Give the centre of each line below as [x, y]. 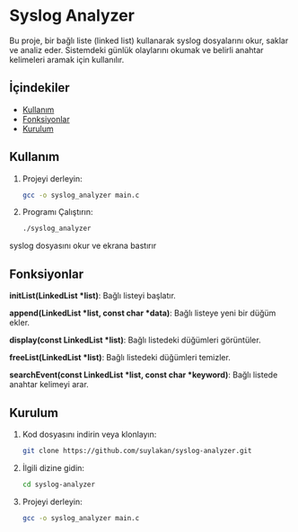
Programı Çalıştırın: [57, 212]
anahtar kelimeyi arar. [49, 385]
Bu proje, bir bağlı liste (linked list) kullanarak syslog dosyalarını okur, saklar [149, 40]
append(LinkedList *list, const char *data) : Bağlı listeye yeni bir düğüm [143, 313]
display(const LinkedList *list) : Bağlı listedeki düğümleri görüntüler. [136, 340]
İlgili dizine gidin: [53, 467]
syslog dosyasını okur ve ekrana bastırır [83, 246]
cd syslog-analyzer [59, 484]
